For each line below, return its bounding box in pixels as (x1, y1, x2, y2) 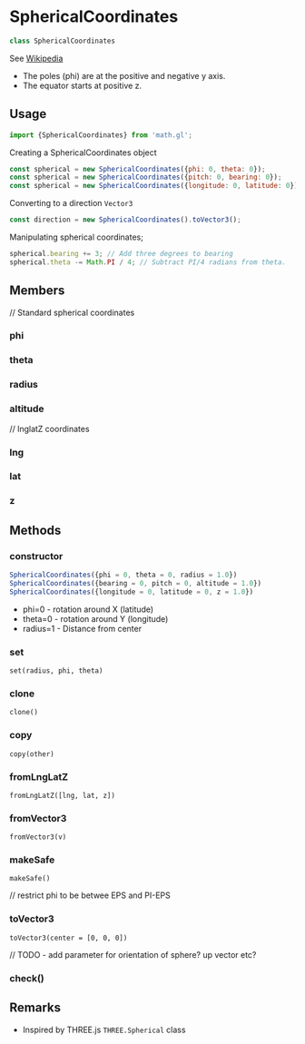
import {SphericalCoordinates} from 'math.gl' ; (9, 130, 193, 140)
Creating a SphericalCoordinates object (9, 147, 157, 158)
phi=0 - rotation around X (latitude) (22, 604, 154, 615)
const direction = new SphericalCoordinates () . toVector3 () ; (9, 215, 242, 224)
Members (9, 283, 65, 299)
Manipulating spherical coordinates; (9, 231, 143, 242)
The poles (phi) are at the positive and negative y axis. (22, 70, 226, 81)
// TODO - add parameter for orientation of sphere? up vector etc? (9, 949, 257, 960)
